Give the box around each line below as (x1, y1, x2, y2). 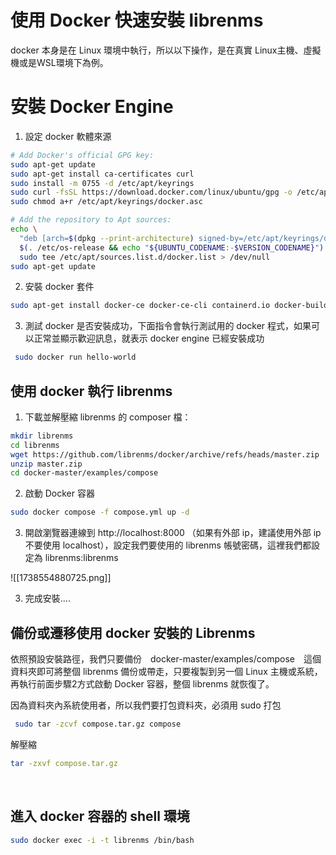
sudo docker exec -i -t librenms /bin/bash (10, 835, 195, 845)
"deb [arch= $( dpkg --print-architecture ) (19, 233, 195, 243)
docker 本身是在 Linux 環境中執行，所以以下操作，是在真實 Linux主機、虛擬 (10, 44, 322, 56)
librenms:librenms (44, 552, 119, 564)
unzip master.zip (10, 459, 83, 469)
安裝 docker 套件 (24, 281, 95, 293)
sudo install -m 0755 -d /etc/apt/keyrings (10, 178, 195, 188)
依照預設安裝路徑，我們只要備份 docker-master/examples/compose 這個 (10, 653, 322, 665)
